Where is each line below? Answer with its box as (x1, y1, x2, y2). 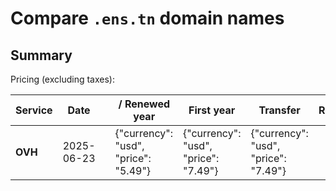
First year (188, 103, 236, 117)
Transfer (258, 103, 301, 117)
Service (15, 103, 53, 117)
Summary (10, 47, 73, 64)
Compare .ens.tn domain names (10, 7, 285, 30)
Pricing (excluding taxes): (10, 73, 116, 85)
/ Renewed (118, 97, 171, 111)
